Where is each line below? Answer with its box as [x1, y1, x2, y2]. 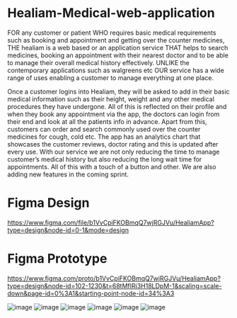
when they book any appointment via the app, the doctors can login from [7, 110, 220, 118]
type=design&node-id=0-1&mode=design [7, 225, 129, 234]
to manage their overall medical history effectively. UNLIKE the [7, 58, 190, 67]
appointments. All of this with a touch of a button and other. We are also [7, 162, 216, 171]
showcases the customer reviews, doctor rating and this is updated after [7, 140, 219, 148]
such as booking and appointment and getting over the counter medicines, [7, 35, 225, 44]
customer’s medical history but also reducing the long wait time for [7, 154, 202, 164]
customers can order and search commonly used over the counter [7, 125, 201, 133]
